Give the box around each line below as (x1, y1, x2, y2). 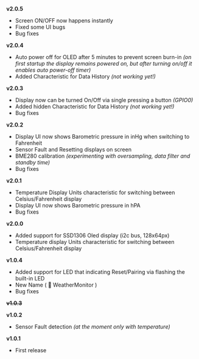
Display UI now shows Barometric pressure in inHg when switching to (15, 133, 190, 140)
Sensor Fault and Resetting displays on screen (15, 146, 132, 153)
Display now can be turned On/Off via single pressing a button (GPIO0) (15, 97, 194, 103)
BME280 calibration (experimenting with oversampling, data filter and (15, 152, 190, 159)
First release (15, 347, 47, 354)
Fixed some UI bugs (15, 24, 66, 30)
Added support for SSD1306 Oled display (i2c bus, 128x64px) (15, 232, 170, 239)
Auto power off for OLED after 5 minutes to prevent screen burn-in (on (15, 54, 192, 60)
